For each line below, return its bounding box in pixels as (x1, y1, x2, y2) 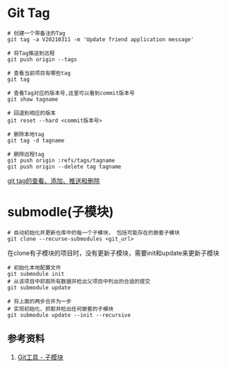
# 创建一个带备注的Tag (7, 30, 66, 37)
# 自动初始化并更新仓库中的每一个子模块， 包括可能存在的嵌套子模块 (7, 229, 180, 236)
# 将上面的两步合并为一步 (7, 298, 72, 305)
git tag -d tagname (7, 137, 65, 144)
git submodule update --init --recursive (7, 311, 131, 318)
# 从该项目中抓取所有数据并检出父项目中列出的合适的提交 (7, 278, 150, 285)
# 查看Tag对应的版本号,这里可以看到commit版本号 (7, 89, 136, 96)
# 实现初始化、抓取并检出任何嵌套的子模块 (7, 305, 114, 313)
